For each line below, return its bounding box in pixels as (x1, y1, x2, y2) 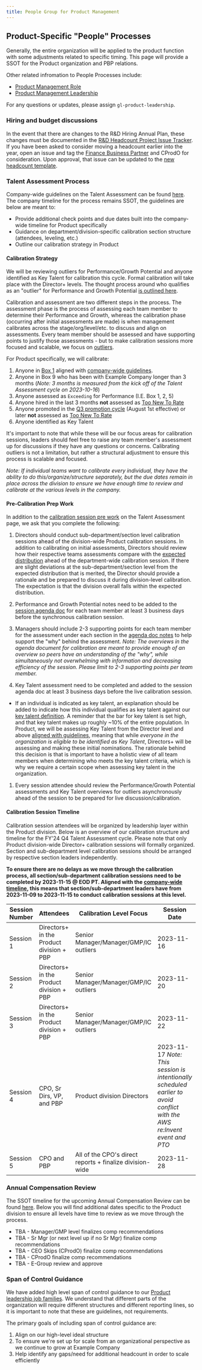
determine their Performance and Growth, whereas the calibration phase (6, 311, 186, 319)
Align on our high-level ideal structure (14, 1331, 109, 1339)
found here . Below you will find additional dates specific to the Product (6, 1203, 182, 1210)
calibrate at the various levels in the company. (6, 486, 121, 494)
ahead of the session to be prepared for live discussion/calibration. (14, 794, 182, 802)
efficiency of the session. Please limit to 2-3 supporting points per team (14, 664, 193, 671)
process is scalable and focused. (6, 455, 88, 462)
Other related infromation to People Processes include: (6, 72, 142, 79)
